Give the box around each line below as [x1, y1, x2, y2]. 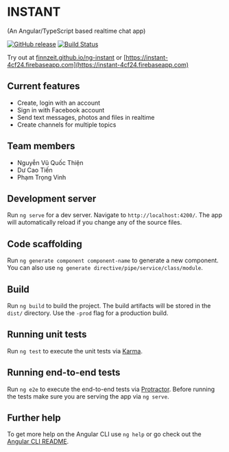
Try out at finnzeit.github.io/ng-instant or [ [7, 53, 126, 62]
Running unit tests [7, 329, 87, 340]
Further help [7, 412, 62, 424]
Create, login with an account [16, 99, 101, 107]
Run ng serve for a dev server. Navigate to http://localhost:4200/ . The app [7, 211, 223, 219]
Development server [7, 192, 97, 204]
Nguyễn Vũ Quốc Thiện [16, 158, 84, 166]
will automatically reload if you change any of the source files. [7, 218, 182, 227]
